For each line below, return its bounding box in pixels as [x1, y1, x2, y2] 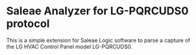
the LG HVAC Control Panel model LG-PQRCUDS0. [6, 43, 133, 50]
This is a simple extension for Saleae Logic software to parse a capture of [6, 36, 191, 44]
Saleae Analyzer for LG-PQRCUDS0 [6, 4, 189, 18]
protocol [6, 17, 50, 30]
